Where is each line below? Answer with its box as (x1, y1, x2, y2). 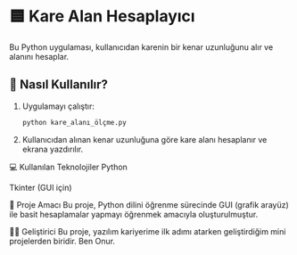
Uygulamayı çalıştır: (21, 101, 95, 111)
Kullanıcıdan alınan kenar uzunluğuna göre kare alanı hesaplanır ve (21, 134, 268, 144)
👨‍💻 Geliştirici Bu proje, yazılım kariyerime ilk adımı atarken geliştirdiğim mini (9, 226, 286, 236)
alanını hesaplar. (9, 51, 70, 62)
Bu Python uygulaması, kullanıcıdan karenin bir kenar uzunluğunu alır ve (9, 41, 274, 53)
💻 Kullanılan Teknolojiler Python (9, 161, 128, 172)
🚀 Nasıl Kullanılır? (9, 77, 109, 93)
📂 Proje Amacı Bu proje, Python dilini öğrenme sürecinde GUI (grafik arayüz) (9, 199, 290, 210)
